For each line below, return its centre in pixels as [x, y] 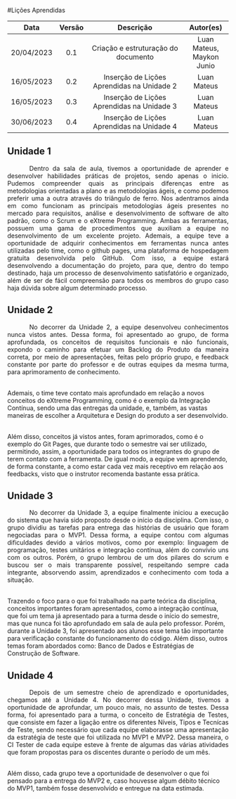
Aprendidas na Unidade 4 [135, 126]
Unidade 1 [29, 152]
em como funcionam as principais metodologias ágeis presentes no [118, 205]
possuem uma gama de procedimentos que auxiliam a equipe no [118, 228]
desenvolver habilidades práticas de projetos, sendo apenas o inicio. [118, 176]
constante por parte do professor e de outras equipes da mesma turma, [118, 364]
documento [135, 57]
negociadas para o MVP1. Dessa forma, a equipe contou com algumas [118, 535]
